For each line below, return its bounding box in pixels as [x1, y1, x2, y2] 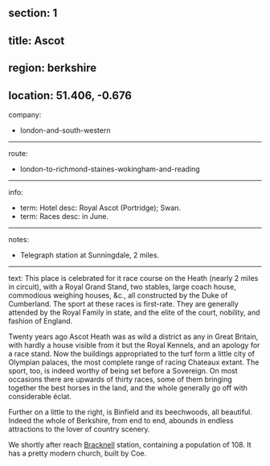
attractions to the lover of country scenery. [8, 424, 150, 434]
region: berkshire [8, 61, 97, 75]
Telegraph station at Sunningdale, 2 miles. [19, 249, 159, 260]
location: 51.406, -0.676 [8, 89, 133, 102]
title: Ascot [8, 34, 65, 47]
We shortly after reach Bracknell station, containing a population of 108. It [8, 439, 252, 449]
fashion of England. [8, 315, 73, 325]
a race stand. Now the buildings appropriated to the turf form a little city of [8, 348, 256, 358]
